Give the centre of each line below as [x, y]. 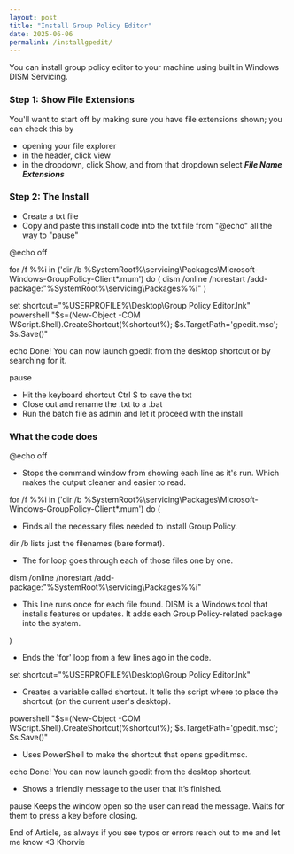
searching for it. [38, 360]
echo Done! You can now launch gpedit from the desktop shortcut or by [140, 350]
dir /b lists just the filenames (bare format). [87, 544]
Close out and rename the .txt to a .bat [92, 403]
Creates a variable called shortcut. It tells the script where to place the [150, 692]
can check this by [42, 129]
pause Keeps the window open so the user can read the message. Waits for [147, 806]
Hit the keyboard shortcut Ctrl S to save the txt [107, 395]
